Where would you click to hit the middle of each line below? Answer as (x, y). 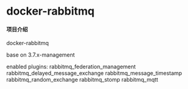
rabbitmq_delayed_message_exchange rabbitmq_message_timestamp (94, 73)
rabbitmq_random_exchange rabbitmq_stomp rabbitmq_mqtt (82, 80)
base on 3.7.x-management (41, 55)
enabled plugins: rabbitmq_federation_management (71, 67)
